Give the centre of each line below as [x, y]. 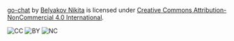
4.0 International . [80, 17]
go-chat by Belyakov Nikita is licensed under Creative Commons [100, 10]
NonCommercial [31, 17]
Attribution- [210, 10]
